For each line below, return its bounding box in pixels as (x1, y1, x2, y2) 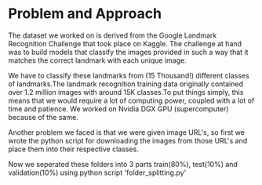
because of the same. (8, 112, 78, 122)
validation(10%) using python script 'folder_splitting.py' (8, 168, 187, 177)
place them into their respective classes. (8, 144, 139, 154)
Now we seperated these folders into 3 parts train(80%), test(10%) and (8, 159, 238, 169)
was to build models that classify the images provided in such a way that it (8, 47, 249, 56)
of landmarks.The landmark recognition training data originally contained (8, 79, 243, 89)
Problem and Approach (8, 5, 162, 23)
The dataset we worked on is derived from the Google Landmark (8, 31, 217, 40)
